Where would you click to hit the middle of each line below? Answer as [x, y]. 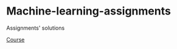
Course [16, 39]
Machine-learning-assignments [89, 11]
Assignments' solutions [36, 28]
